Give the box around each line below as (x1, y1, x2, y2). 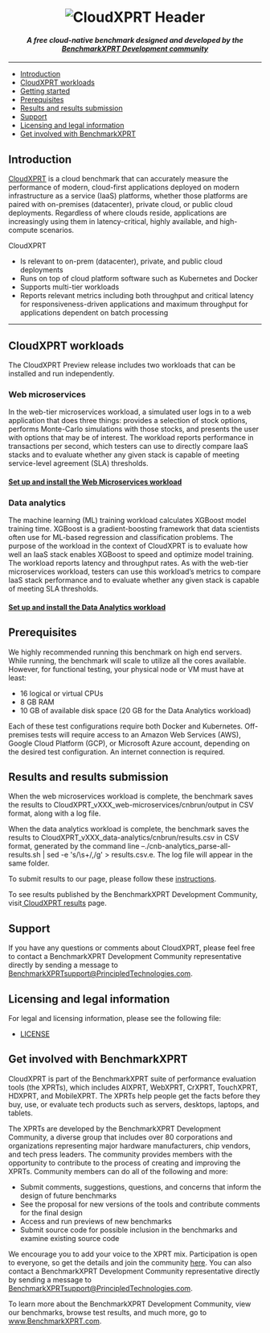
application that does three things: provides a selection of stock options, (8, 416, 247, 426)
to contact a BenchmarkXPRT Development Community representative (8, 952, 243, 961)
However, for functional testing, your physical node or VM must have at (8, 664, 244, 674)
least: (8, 673, 27, 683)
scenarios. (39, 226, 75, 235)
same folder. (8, 858, 50, 868)
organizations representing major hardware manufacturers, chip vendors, (8, 1140, 252, 1150)
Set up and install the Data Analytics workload (8, 602, 166, 612)
